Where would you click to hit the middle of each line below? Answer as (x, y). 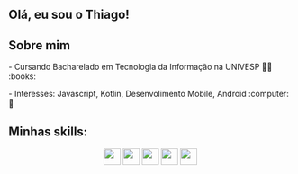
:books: (23, 76)
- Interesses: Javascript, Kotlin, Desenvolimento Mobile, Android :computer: (149, 94)
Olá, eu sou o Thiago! (69, 15)
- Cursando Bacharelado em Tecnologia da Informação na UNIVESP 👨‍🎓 (140, 67)
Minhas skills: (48, 131)
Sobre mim (40, 45)
